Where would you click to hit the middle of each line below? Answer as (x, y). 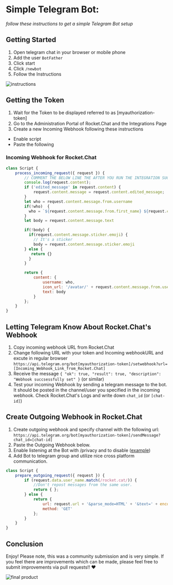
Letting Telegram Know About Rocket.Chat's (79, 327)
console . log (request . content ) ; (58, 183)
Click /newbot (27, 68)
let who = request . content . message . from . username (78, 201)
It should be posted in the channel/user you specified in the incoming (86, 390)
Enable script (27, 139)
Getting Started (31, 40)
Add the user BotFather (38, 58)
